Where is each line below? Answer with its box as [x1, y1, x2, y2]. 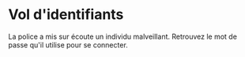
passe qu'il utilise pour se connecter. [8, 40, 128, 49]
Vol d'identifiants [8, 6, 124, 24]
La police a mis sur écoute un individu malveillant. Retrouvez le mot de [8, 32, 237, 41]
